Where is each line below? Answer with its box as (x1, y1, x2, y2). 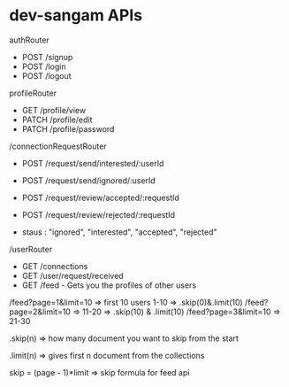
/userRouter (9, 244, 53, 254)
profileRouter (9, 88, 57, 98)
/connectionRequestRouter (9, 141, 108, 151)
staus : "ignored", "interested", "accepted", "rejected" (21, 227, 218, 237)
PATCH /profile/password (21, 123, 115, 134)
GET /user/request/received (21, 270, 124, 281)
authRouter (9, 35, 50, 45)
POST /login (21, 61, 66, 72)
